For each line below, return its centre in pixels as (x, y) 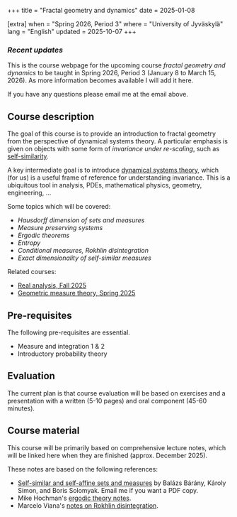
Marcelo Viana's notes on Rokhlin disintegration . (88, 505)
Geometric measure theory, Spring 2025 (76, 293)
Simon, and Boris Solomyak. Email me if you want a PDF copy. (108, 490)
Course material (44, 431)
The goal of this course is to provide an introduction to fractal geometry (111, 134)
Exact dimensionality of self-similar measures (85, 258)
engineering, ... (29, 193)
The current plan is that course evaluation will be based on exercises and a (116, 393)
